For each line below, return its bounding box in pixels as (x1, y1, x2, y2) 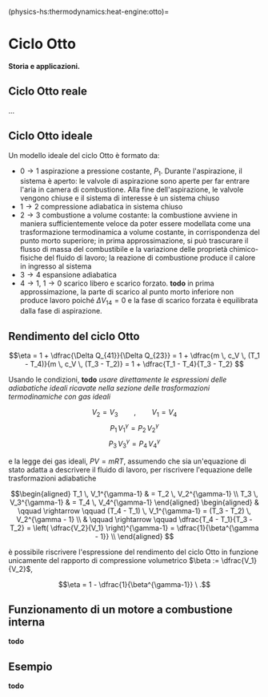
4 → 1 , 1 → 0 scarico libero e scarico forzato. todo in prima (19, 278, 214, 288)
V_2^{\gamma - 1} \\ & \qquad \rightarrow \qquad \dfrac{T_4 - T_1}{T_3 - (16, 514, 253, 524)
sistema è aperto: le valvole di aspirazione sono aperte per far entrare (19, 176, 250, 186)
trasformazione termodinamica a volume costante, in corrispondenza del (19, 228, 260, 237)
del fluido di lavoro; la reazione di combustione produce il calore (43, 253, 256, 263)
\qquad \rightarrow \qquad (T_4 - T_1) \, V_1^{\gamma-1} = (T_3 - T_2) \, (17, 505, 252, 516)
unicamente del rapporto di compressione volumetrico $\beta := (8, 555, 220, 565)
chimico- (229, 245, 258, 254)
